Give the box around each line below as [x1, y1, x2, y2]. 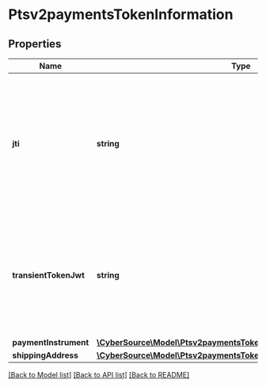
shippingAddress [12, 350, 79, 361]
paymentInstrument [12, 337, 89, 347]
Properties [8, 37, 62, 51]
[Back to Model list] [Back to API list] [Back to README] [8, 370, 190, 379]
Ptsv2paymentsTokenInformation [8, 6, 234, 24]
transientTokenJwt [12, 270, 85, 280]
